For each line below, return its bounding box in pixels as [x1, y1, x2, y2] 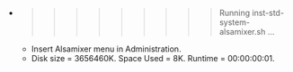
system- [218, 17, 250, 28]
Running [218, 8, 251, 18]
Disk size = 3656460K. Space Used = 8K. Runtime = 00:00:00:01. [31, 53, 276, 63]
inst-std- [251, 8, 285, 18]
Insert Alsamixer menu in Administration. [31, 44, 182, 54]
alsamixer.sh [218, 27, 266, 36]
